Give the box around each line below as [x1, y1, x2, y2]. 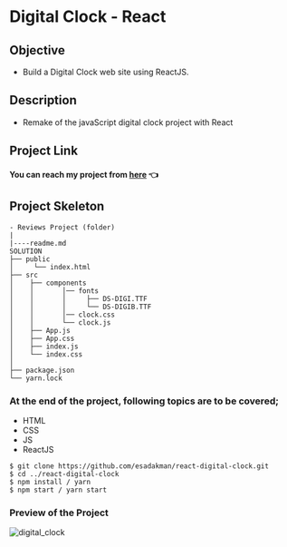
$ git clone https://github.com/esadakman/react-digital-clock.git [9, 461, 270, 471]
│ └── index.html [9, 262, 91, 271]
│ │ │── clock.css [9, 310, 116, 319]
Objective [9, 43, 66, 58]
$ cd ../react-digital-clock [9, 469, 120, 478]
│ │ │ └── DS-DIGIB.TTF [9, 302, 152, 311]
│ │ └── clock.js [9, 317, 111, 327]
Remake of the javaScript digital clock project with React [22, 116, 234, 128]
